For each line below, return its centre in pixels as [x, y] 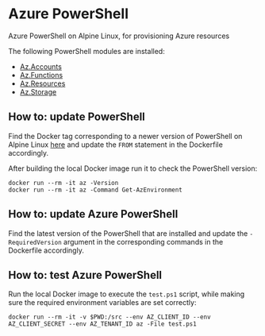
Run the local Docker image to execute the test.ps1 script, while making [127, 294]
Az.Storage [38, 91]
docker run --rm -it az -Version [63, 183]
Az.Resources [42, 83]
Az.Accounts [40, 66]
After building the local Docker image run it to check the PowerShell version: [133, 168]
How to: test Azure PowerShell [85, 275]
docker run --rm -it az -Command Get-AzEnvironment [95, 190]
